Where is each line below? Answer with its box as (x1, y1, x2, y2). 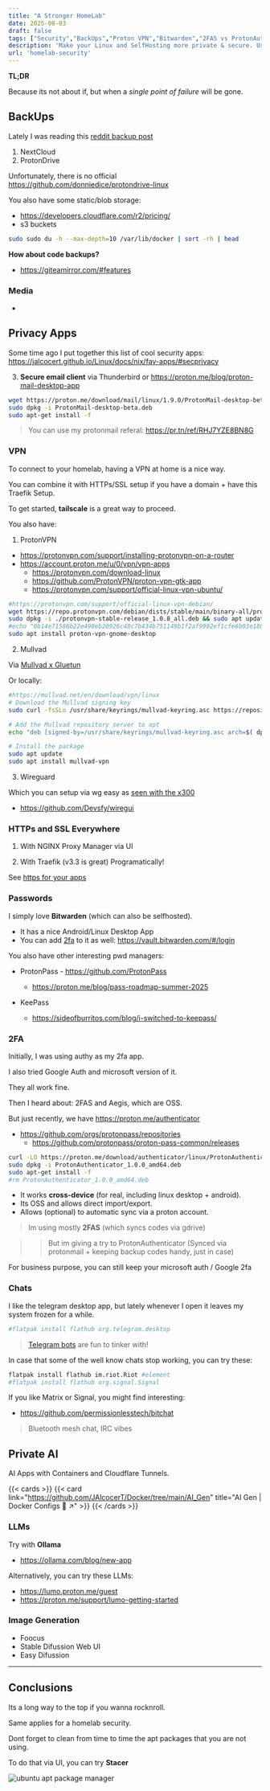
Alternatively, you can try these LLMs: (8, 1571, 134, 1580)
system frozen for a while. (8, 1309, 95, 1319)
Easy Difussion (19, 1650, 70, 1660)
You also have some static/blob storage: (8, 195, 141, 205)
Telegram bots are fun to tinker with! (27, 1339, 149, 1349)
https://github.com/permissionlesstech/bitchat (19, 1408, 174, 1418)
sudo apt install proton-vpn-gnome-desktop (8, 630, 157, 638)
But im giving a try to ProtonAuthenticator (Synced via (47, 1239, 227, 1248)
